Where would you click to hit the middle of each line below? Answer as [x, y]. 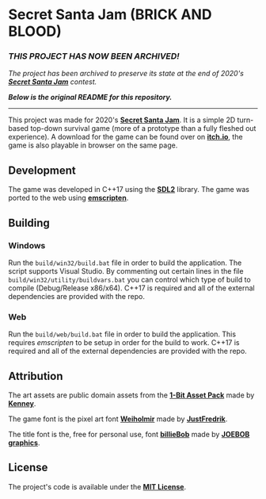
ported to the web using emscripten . [68, 198]
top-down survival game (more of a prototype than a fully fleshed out [143, 129]
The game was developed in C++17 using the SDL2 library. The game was [129, 190]
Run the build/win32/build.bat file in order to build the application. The [125, 263]
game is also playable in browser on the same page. [93, 145]
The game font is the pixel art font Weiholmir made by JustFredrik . [118, 419]
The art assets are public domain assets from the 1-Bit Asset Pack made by [131, 395]
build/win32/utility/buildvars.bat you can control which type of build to [129, 279]
